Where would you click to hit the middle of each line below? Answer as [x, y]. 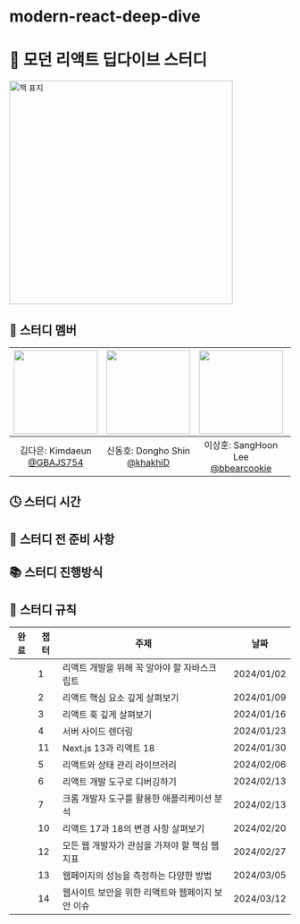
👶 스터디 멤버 [43, 330]
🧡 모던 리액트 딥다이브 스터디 [108, 60]
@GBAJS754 [56, 462]
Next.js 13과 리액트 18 [108, 748]
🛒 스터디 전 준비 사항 [62, 539]
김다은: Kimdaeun [55, 451]
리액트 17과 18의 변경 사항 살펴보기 [133, 828]
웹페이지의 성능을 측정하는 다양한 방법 [137, 876]
